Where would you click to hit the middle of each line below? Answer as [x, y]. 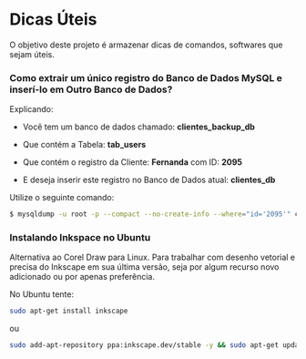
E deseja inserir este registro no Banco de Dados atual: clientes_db [149, 180]
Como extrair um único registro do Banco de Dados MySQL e [146, 77]
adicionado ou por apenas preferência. [82, 277]
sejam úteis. [32, 54]
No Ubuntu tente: [42, 294]
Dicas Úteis [53, 20]
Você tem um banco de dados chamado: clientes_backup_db [138, 127]
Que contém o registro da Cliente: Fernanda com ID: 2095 [133, 162]
